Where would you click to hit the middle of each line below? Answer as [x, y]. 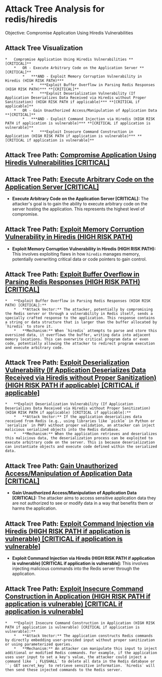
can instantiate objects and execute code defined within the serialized [81, 447]
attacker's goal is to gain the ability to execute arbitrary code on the [80, 203]
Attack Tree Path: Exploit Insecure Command [74, 589]
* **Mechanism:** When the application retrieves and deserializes [86, 434]
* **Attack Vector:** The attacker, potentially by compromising [83, 309]
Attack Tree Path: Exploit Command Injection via [80, 523]
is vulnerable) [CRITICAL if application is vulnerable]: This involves [80, 564]
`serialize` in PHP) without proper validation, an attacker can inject [80, 425]
